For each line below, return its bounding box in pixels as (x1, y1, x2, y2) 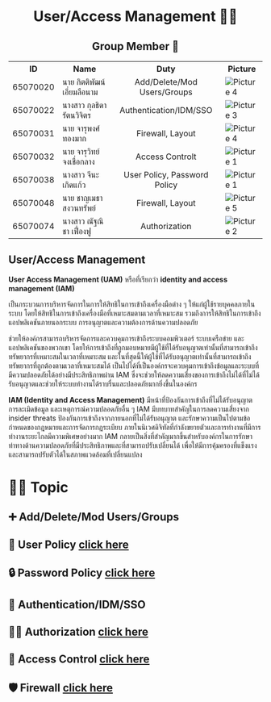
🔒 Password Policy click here (8, 566, 156, 580)
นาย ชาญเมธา (62, 193, 103, 203)
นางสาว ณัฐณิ (62, 215, 104, 227)
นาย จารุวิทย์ (62, 146, 100, 157)
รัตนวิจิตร (62, 110, 91, 120)
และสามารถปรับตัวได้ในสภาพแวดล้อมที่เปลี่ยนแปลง (8, 449, 143, 459)
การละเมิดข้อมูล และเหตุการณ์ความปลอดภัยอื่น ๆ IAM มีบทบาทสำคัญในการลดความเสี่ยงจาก (8, 403, 250, 414)
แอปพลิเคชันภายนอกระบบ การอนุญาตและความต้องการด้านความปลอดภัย (8, 317, 198, 327)
